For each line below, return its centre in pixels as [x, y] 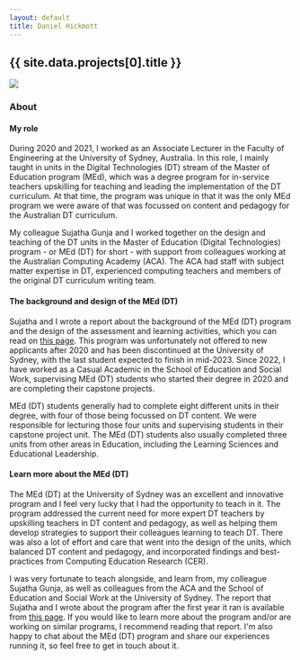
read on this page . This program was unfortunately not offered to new [138, 340]
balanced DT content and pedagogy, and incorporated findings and [134, 551]
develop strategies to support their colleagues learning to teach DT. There [146, 532]
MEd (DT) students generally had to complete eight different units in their [145, 405]
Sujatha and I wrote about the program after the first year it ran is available [147, 607]
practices [27, 561]
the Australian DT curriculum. [64, 215]
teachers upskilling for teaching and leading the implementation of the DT [146, 186]
